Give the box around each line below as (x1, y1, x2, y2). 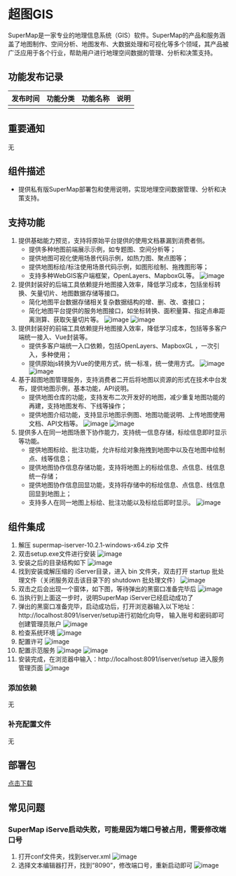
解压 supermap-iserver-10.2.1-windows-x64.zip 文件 (18, 541, 169, 549)
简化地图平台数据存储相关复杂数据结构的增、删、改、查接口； (28, 298, 207, 306)
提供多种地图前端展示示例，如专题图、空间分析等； (28, 245, 176, 253)
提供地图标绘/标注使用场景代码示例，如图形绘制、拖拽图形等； (28, 263, 209, 271)
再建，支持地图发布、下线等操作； (28, 401, 127, 411)
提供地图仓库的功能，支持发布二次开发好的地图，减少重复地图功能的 (28, 393, 225, 401)
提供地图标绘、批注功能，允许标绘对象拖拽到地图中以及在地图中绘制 (28, 446, 225, 454)
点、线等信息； (28, 454, 72, 463)
